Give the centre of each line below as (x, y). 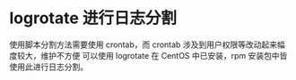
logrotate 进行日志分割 (93, 18)
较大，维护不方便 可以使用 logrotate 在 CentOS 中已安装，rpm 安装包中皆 (152, 55)
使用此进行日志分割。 (48, 67)
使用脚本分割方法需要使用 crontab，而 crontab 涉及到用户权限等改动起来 (144, 44)
